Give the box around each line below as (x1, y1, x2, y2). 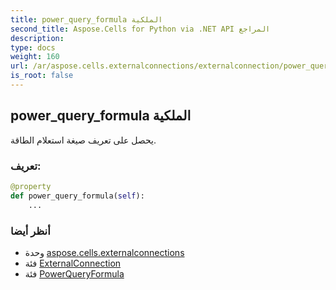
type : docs (10, 42, 56, 53)
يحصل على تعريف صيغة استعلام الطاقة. (10, 134, 157, 146)
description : (10, 33, 65, 43)
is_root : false (10, 71, 74, 81)
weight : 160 (10, 52, 60, 62)
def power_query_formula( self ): (10, 191, 145, 201)
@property (10, 181, 52, 191)
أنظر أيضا (10, 224, 51, 238)
